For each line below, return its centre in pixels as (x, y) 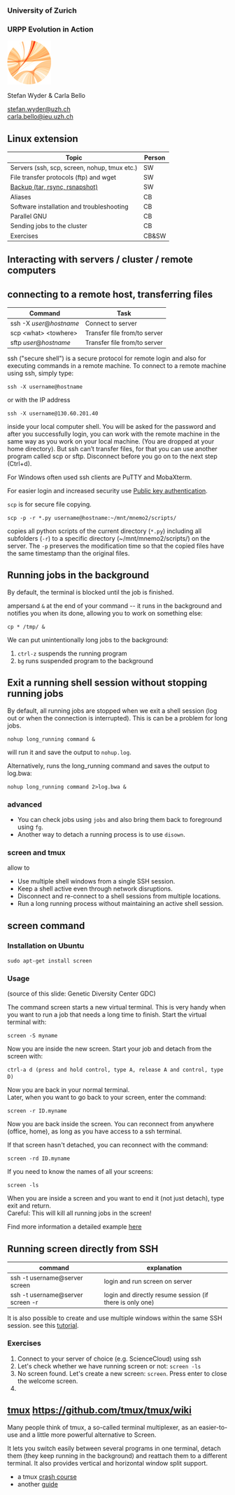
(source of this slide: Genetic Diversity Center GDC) (81, 994)
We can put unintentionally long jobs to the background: (88, 639)
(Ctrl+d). (20, 463)
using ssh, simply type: (41, 373)
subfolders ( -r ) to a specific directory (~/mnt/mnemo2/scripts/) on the (109, 538)
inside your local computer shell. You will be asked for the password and (112, 426)
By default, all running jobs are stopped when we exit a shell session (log (112, 710)
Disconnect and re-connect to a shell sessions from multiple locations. (119, 896)
